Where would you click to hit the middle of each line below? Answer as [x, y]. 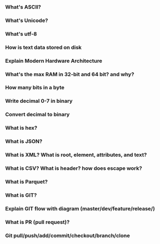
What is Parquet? [26, 181]
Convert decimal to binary [37, 115]
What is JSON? [24, 141]
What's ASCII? [23, 7]
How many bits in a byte [35, 88]
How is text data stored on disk [43, 47]
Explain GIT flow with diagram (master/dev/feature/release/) [80, 208]
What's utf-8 [21, 34]
